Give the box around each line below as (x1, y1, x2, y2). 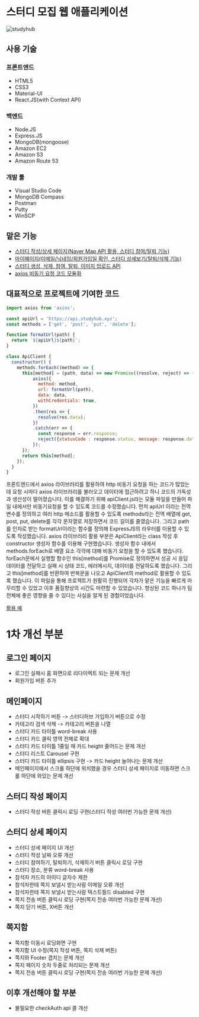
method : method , (37, 381, 78, 387)
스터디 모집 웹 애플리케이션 (6, 5, 129, 19)
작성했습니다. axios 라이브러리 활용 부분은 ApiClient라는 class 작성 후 (17, 533, 179, 540)
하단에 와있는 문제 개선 (21, 772, 74, 779)
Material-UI (14, 89, 43, 97)
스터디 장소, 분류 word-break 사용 (14, 866, 94, 873)
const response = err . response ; (37, 431, 118, 437)
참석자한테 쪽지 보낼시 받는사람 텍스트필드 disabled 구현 (14, 888, 145, 896)
